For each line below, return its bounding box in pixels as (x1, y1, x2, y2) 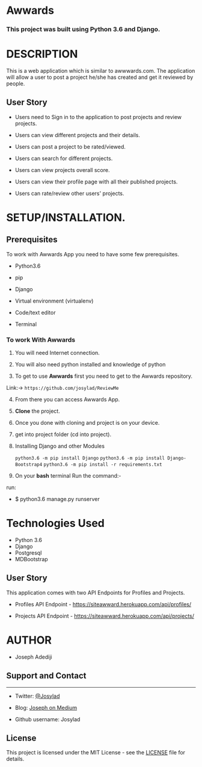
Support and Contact (6, 671, 87, 681)
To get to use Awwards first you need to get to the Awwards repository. (14, 372, 193, 380)
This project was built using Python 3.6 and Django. (6, 25, 161, 34)
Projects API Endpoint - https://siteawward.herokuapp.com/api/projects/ (14, 612, 194, 620)
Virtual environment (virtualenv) (14, 297, 94, 304)
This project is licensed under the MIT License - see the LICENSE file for (6, 749, 185, 756)
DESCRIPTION (6, 48, 78, 61)
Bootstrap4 (14, 461, 43, 468)
